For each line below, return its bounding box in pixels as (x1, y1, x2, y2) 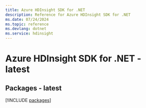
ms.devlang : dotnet (5, 26, 47, 31)
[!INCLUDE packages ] (5, 97, 51, 103)
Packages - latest (5, 84, 62, 92)
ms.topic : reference (5, 21, 49, 27)
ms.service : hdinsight (5, 31, 53, 36)
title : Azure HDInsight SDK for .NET (5, 7, 85, 13)
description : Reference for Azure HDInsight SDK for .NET (5, 12, 131, 17)
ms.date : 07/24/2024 (5, 17, 49, 22)
